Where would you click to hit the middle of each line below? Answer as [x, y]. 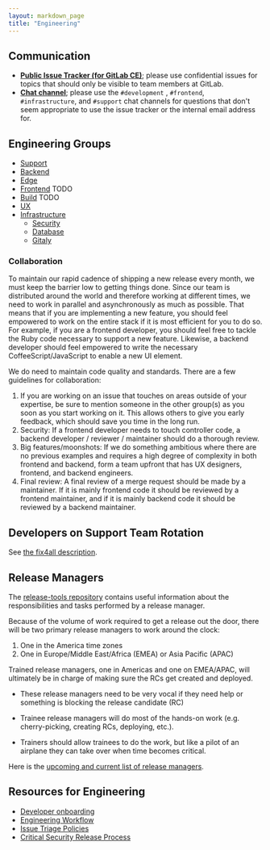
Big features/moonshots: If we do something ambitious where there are [138, 447]
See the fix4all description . [53, 552]
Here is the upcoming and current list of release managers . [106, 767]
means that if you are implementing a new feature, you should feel [118, 313]
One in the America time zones [71, 646]
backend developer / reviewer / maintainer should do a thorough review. [139, 439]
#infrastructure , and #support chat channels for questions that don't [135, 101]
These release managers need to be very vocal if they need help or [131, 694]
